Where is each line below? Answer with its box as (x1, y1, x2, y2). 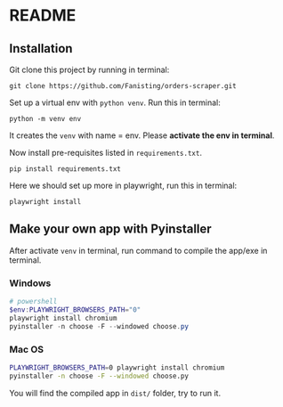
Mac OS (9, 343, 44, 355)
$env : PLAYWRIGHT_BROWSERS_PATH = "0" (9, 305, 141, 314)
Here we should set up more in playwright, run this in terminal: (9, 180, 238, 191)
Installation (9, 41, 73, 56)
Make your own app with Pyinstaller (9, 222, 212, 237)
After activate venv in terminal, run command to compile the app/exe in (9, 245, 268, 256)
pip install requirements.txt (9, 165, 122, 174)
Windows (9, 277, 52, 289)
